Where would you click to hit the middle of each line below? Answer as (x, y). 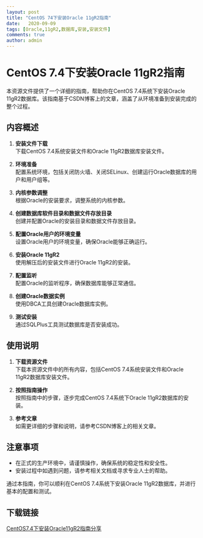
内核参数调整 (31, 192)
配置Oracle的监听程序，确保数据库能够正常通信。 (77, 283)
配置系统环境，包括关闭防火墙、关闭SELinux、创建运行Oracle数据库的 (103, 172)
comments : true (26, 35)
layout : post (23, 12)
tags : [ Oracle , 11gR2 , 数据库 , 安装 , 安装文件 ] (58, 29)
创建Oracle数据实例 (40, 296)
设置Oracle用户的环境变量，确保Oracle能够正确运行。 (83, 241)
